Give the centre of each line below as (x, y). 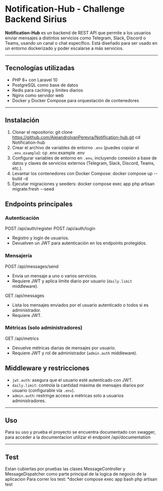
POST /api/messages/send (32, 266)
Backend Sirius (36, 19)
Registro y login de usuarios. (41, 238)
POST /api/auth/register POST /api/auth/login (50, 228)
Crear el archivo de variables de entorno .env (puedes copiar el (75, 147)
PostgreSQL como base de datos (45, 85)
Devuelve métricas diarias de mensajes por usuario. (64, 348)
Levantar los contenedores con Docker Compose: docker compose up (82, 173)
